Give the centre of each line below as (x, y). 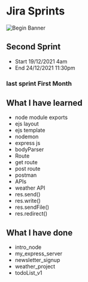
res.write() (28, 201)
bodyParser (29, 150)
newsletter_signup (37, 260)
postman (26, 175)
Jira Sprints (36, 11)
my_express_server (39, 254)
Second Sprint (34, 47)
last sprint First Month (39, 83)
